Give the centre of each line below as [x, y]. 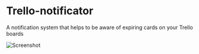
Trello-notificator [50, 11]
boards [15, 33]
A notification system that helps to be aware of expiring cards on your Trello [99, 27]
